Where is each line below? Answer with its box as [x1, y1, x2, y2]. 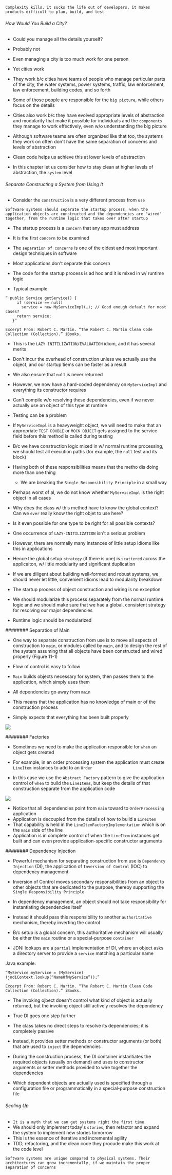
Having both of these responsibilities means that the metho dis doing [12, 464, 159, 470]
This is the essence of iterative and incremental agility [12, 1135, 127, 1141]
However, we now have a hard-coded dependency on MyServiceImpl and [12, 381, 167, 388]
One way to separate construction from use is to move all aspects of [12, 637, 158, 644]
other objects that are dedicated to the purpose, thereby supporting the [12, 884, 164, 890]
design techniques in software [12, 250, 77, 256]
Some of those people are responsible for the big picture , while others [12, 97, 164, 103]
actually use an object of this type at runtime [12, 402, 107, 409]
